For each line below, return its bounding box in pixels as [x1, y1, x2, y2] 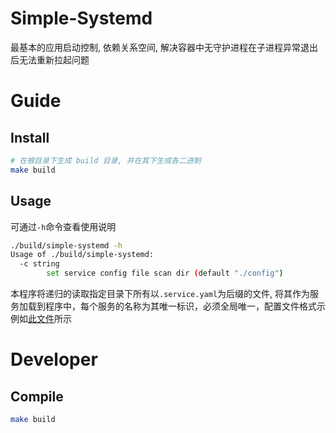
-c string [19, 259, 60, 269]
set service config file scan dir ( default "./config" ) [46, 268, 284, 279]
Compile [10, 388, 64, 405]
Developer [10, 348, 98, 371]
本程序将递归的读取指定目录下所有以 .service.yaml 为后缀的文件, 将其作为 [10, 288, 311, 299]
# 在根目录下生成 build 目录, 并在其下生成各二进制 [10, 155, 202, 166]
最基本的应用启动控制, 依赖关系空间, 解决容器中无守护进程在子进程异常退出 [10, 41, 318, 53]
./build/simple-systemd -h [10, 240, 123, 251]
